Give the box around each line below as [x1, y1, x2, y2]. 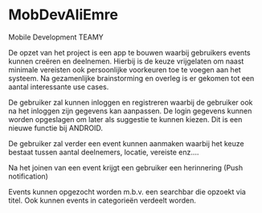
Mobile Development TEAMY [8, 32, 104, 42]
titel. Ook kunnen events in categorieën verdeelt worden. [8, 195, 197, 205]
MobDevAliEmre [8, 6, 119, 24]
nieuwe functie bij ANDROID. [8, 123, 103, 133]
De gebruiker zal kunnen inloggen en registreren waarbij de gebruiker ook [8, 97, 253, 107]
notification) [8, 171, 48, 181]
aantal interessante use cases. [8, 82, 109, 92]
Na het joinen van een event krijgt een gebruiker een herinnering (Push [8, 162, 244, 172]
